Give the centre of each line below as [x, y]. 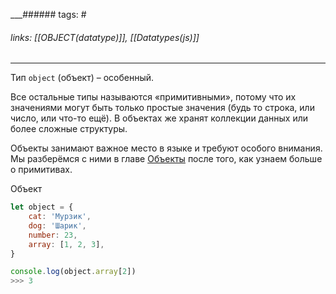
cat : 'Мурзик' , [60, 217]
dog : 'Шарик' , [57, 225]
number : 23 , [53, 235]
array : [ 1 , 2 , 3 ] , [66, 244]
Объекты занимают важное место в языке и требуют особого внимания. [166, 148]
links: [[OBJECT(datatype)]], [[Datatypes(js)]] [105, 37]
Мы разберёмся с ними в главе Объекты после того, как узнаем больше [166, 159]
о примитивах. [41, 170]
